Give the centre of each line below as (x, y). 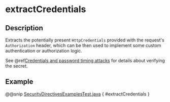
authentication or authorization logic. (44, 51)
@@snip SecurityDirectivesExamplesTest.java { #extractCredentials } (77, 94)
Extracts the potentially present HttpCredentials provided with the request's (85, 40)
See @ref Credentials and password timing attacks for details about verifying (85, 61)
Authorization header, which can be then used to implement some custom (83, 45)
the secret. (16, 66)
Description (24, 28)
